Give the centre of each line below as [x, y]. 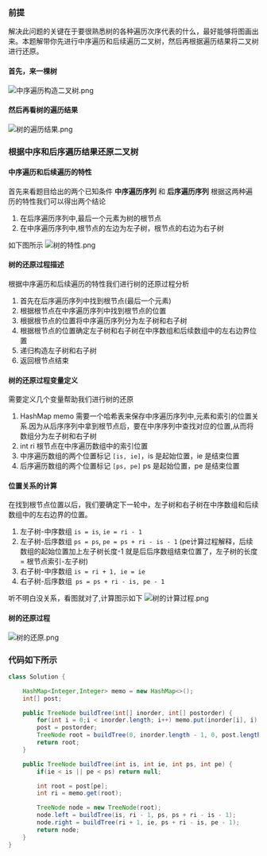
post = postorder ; [67, 728]
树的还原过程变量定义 [43, 380]
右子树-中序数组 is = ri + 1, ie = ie [82, 571]
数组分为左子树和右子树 [58, 436]
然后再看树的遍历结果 [43, 110]
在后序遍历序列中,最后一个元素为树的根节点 [90, 218]
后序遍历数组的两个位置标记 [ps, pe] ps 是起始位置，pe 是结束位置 [130, 466]
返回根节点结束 [44, 360]
